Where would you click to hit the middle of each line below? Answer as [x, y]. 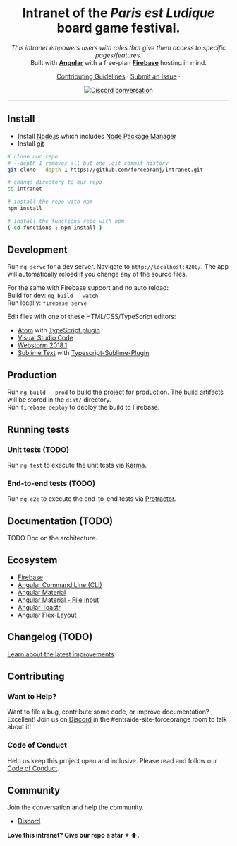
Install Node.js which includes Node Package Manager [97, 136]
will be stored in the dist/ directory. [59, 400]
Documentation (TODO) [60, 521]
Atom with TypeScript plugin [59, 330]
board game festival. [119, 28]
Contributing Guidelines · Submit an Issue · [119, 76]
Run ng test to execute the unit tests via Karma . [77, 465]
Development [38, 250]
